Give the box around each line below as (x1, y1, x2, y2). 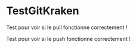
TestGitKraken (6, 4, 79, 18)
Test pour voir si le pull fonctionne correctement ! (6, 24, 128, 31)
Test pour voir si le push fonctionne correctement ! (6, 35, 131, 42)
